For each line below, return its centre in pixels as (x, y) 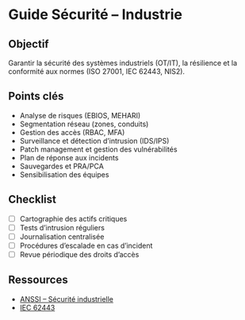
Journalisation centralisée (62, 237)
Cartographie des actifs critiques (73, 218)
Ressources (38, 280)
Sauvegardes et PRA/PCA (62, 166)
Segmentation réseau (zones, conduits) (84, 124)
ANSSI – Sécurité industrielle (66, 299)
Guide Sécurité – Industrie (96, 15)
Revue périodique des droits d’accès (79, 254)
